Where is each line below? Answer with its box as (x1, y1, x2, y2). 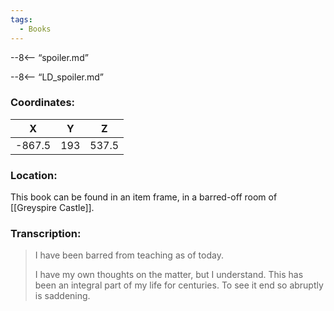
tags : (10, 14, 33, 25)
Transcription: (10, 227, 82, 241)
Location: (10, 168, 58, 182)
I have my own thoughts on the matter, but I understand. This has (34, 269, 304, 281)
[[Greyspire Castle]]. (10, 202, 95, 214)
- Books (19, 24, 52, 34)
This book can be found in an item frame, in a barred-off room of (10, 191, 278, 203)
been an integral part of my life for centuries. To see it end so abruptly (34, 279, 324, 291)
